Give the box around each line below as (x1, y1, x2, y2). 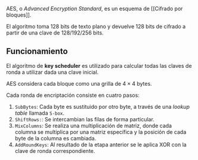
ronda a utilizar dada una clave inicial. (6, 68, 99, 76)
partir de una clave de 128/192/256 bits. (6, 29, 104, 36)
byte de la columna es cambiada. (14, 134, 97, 142)
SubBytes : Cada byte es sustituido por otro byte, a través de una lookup (14, 103, 190, 110)
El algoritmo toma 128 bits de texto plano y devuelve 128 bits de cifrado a (6, 23, 186, 30)
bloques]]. (6, 11, 32, 18)
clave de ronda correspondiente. (14, 147, 95, 154)
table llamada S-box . (14, 109, 64, 117)
